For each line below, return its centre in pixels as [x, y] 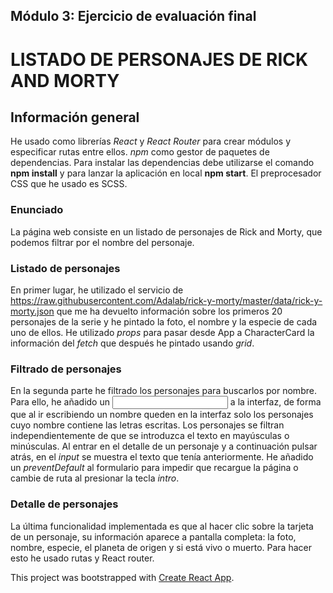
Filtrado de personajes [66, 369]
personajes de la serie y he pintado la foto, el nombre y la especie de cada [164, 321]
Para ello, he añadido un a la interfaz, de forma [166, 402]
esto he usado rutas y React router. [82, 558]
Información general [75, 117]
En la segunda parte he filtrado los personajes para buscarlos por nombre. [163, 391]
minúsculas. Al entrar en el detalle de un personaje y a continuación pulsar [164, 446]
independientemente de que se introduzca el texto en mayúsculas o [150, 436]
